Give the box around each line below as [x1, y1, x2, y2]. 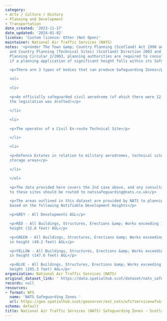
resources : [5, 285, 28, 290]
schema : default [5, 304, 39, 309]
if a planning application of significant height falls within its [9, 58, 153, 63]
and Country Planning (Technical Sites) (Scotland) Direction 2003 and [9, 49, 162, 54]
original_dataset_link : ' [5, 276, 59, 281]
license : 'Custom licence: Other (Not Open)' [5, 35, 101, 40]
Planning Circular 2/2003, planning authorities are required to [9, 53, 148, 59]
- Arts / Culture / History [5, 12, 64, 17]
